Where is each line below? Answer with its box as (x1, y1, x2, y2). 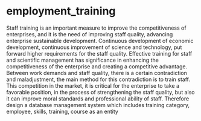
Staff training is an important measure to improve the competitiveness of (6, 24, 187, 31)
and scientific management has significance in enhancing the (6, 56, 159, 64)
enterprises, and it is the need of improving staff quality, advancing (6, 30, 173, 38)
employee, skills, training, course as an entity (6, 108, 119, 115)
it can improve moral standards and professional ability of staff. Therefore (6, 95, 190, 102)
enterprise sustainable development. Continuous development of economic (6, 37, 194, 44)
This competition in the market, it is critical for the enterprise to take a (6, 82, 180, 89)
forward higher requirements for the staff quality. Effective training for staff (6, 50, 193, 57)
